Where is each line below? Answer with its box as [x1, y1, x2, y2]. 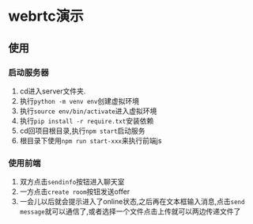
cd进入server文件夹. [19, 86, 86, 96]
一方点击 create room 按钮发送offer [19, 187, 130, 196]
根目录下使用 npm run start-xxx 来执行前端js [19, 135, 162, 145]
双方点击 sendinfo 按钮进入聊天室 [19, 177, 125, 187]
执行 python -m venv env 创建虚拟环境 [19, 96, 140, 105]
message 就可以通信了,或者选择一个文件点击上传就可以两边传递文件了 [19, 207, 241, 216]
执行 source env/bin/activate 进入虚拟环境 [19, 106, 157, 116]
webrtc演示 [8, 7, 85, 25]
